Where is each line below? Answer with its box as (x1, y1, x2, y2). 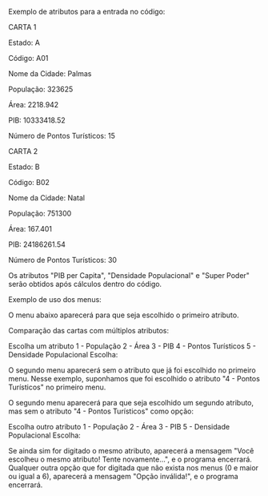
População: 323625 (8, 84, 74, 94)
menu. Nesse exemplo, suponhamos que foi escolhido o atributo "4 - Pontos (8, 374, 260, 383)
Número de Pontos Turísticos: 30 (8, 256, 118, 264)
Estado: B (8, 162, 40, 171)
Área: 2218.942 (8, 100, 59, 109)
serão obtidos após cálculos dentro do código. (8, 280, 162, 288)
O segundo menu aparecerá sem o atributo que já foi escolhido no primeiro (8, 365, 256, 375)
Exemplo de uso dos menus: (8, 295, 102, 304)
